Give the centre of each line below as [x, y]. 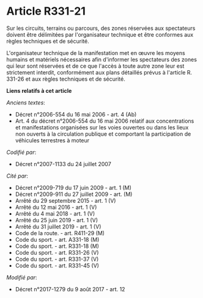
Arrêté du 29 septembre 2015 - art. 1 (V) [65, 200]
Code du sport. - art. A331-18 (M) [57, 239]
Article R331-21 [46, 11]
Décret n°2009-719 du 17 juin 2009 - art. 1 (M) [73, 187]
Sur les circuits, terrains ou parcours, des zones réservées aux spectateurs [101, 28]
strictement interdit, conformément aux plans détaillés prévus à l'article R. [99, 72]
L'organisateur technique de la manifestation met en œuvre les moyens [96, 53]
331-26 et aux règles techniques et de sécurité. [66, 79]
